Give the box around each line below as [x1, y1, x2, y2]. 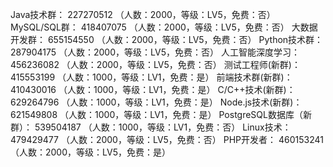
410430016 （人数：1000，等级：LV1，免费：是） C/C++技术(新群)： [10, 84, 296, 95]
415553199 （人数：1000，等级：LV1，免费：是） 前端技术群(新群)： [10, 71, 293, 83]
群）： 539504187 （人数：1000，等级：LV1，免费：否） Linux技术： [10, 121, 292, 133]
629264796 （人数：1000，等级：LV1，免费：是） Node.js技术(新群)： [10, 96, 303, 108]
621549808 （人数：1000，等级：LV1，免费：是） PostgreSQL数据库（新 [10, 109, 312, 120]
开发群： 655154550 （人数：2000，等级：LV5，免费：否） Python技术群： [10, 34, 324, 45]
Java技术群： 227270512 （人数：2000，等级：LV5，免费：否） [10, 9, 276, 20]
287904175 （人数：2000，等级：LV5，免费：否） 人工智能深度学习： [10, 46, 300, 58]
